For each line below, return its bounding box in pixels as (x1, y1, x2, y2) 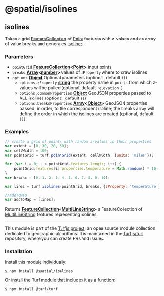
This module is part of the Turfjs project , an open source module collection (5, 225, 156, 231)
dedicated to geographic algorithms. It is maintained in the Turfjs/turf (5, 231, 144, 237)
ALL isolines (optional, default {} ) (19, 95, 86, 101)
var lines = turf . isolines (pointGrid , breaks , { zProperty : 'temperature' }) (5, 184, 163, 189)
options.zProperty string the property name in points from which (19, 79, 152, 86)
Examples (5, 128, 29, 135)
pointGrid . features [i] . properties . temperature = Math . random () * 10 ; (14, 166, 159, 171)
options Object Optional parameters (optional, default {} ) (12, 75, 128, 80)
